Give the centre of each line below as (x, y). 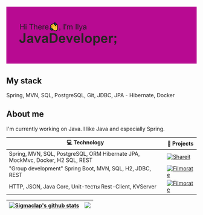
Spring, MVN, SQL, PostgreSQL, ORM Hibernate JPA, (74, 153)
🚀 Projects (180, 143)
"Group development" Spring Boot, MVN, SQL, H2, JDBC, (80, 168)
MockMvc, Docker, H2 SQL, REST (51, 160)
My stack (24, 81)
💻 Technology (85, 143)
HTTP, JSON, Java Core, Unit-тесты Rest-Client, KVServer (83, 186)
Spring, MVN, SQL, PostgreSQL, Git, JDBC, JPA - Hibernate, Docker (91, 95)
